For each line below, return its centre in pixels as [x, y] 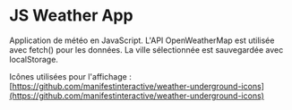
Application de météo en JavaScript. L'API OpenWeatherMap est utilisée [142, 40]
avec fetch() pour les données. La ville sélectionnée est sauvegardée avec [146, 49]
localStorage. [34, 59]
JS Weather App [71, 16]
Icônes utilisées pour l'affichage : [70, 76]
